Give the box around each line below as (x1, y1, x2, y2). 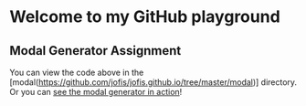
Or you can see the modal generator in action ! (9, 87, 183, 97)
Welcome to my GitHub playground (9, 6, 280, 27)
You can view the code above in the (9, 67, 144, 78)
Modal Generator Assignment (9, 43, 182, 58)
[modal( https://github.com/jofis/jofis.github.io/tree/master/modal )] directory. (9, 77, 298, 88)
